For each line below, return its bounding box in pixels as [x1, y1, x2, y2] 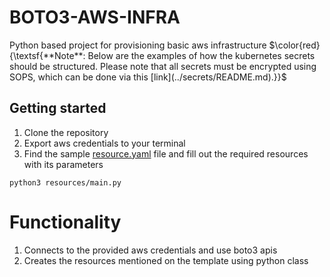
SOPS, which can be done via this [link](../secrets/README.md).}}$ [9, 71, 287, 83]
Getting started [9, 100, 107, 117]
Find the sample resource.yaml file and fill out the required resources [23, 147, 309, 160]
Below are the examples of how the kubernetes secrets [87, 49, 316, 61]
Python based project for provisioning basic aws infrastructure [9, 39, 267, 51]
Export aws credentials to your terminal [23, 137, 186, 149]
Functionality [9, 211, 122, 233]
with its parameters [23, 158, 104, 170]
